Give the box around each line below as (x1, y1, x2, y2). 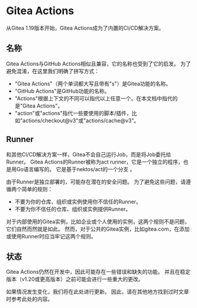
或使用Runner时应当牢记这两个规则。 (6, 232, 96, 240)
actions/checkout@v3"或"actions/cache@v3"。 (22, 117, 140, 124)
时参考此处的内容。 (6, 296, 53, 303)
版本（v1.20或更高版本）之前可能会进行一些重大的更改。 (6, 276, 144, 283)
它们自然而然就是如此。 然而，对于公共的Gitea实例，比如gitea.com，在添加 (6, 225, 190, 232)
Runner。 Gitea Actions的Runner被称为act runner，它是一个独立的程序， (6, 158, 183, 165)
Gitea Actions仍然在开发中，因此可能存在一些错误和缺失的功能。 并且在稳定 (6, 268, 190, 276)
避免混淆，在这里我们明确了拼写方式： (6, 67, 99, 74)
